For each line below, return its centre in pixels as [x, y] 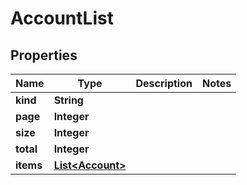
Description [164, 83]
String [68, 100]
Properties [44, 55]
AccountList [62, 18]
